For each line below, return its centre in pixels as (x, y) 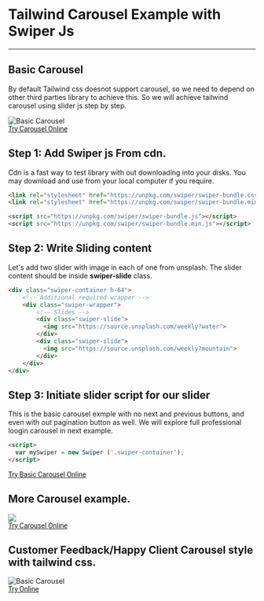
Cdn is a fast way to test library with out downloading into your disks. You (127, 172)
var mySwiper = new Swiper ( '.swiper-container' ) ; (100, 453)
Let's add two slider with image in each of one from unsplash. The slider (125, 267)
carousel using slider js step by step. (68, 105)
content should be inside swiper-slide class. (81, 275)
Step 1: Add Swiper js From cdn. (87, 154)
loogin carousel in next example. (60, 431)
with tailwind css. (52, 563)
